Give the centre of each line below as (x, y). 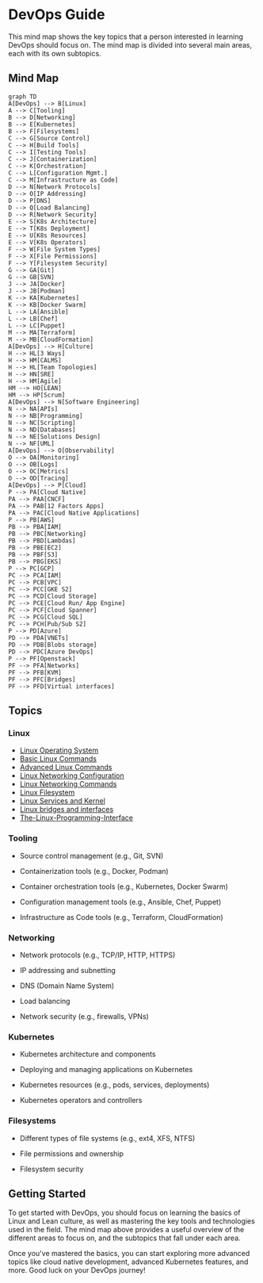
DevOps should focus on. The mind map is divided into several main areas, (130, 44)
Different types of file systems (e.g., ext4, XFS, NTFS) (107, 1138)
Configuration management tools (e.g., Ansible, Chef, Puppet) (120, 902)
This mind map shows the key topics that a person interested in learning (126, 36)
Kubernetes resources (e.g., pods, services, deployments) (114, 1085)
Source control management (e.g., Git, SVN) (91, 856)
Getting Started (47, 1194)
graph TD (23, 97)
